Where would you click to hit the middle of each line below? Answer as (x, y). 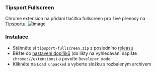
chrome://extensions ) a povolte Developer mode (61, 58)
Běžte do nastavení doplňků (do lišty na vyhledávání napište (75, 53)
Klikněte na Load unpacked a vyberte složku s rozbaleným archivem (82, 64)
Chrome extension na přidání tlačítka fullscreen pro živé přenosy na (75, 19)
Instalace (17, 37)
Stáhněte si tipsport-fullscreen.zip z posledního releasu (73, 48)
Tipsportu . (16, 24)
